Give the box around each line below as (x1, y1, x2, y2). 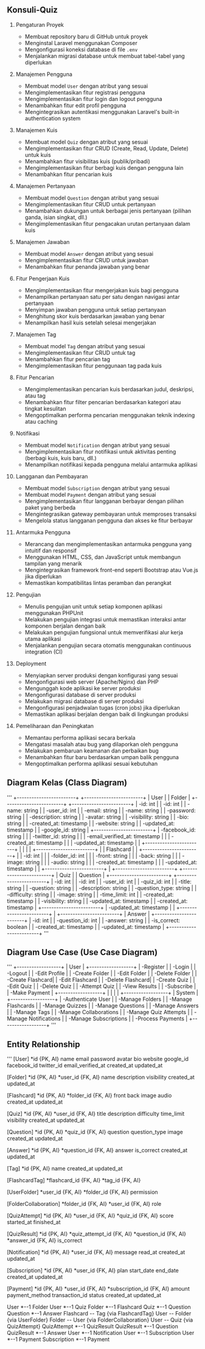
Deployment (15, 660, 47, 667)
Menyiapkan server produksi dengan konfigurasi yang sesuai (24, 671, 178, 679)
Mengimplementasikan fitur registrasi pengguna (24, 88, 145, 96)
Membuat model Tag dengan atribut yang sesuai (24, 342, 145, 349)
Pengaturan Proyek (15, 21, 64, 28)
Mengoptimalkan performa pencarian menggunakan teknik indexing (24, 411, 195, 419)
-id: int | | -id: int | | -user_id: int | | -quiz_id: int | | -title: (54, 878, 192, 885)
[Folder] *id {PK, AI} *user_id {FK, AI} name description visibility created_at (7, 1074, 195, 1081)
